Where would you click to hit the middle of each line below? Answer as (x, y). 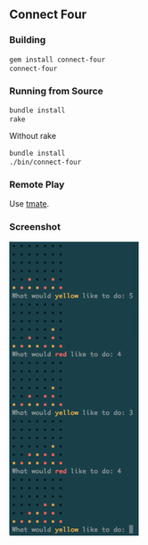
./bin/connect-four (45, 162)
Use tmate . (29, 204)
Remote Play (37, 184)
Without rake (33, 135)
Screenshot (35, 227)
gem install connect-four (57, 60)
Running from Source (57, 91)
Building (28, 40)
